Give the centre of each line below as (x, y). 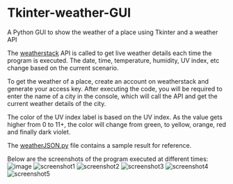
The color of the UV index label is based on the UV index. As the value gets (115, 117)
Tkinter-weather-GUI (69, 13)
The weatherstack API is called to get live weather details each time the (110, 53)
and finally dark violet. (39, 132)
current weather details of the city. (57, 103)
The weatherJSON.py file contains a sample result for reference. (99, 145)
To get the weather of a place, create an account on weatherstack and (108, 81)
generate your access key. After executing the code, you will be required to (115, 89)
